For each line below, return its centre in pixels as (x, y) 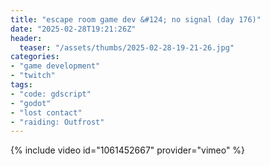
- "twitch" (33, 76)
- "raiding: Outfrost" (57, 122)
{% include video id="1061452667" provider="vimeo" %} (128, 150)
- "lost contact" (46, 112)
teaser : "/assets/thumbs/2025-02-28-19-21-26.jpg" (127, 47)
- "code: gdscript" (51, 94)
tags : (21, 85)
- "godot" (31, 103)
